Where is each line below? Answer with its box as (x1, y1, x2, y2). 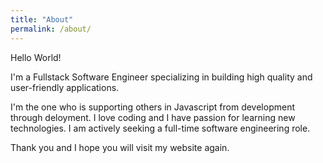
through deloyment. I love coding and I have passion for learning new (10, 111, 296, 123)
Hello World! (10, 51, 62, 63)
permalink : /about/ (10, 24, 92, 34)
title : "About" (10, 14, 74, 25)
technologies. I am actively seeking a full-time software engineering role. (10, 122, 311, 134)
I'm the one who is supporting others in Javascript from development (10, 101, 295, 113)
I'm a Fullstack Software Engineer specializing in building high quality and (10, 71, 313, 83)
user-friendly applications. (10, 81, 120, 93)
